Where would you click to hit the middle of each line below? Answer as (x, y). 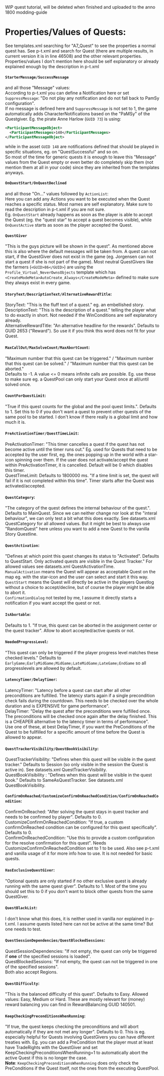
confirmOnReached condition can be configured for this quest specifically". (81, 827)
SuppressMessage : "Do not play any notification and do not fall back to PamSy (82, 98)
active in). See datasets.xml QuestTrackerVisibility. (56, 770)
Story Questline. (21, 534)
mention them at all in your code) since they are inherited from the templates (82, 167)
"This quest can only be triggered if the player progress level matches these (82, 652)
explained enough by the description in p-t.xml (52, 66)
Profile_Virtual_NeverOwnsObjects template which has (60, 272)
